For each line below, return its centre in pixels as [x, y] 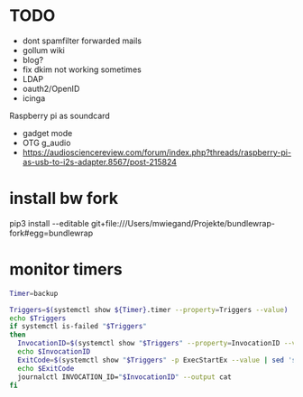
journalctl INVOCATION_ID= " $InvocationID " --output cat [124, 377]
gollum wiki [43, 50]
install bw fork [64, 198]
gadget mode [47, 133]
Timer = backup [34, 293]
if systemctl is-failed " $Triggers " [78, 327]
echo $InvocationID [54, 352]
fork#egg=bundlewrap [51, 233]
